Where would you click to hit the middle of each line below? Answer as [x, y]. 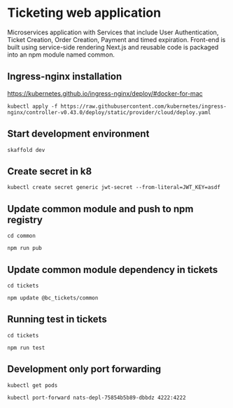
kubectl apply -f [33, 106]
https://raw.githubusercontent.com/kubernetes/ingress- [144, 106]
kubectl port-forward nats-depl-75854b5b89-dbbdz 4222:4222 [97, 398]
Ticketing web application [84, 13]
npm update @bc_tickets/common [53, 298]
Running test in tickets [57, 319]
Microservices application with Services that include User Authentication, [113, 32]
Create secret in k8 [50, 171]
